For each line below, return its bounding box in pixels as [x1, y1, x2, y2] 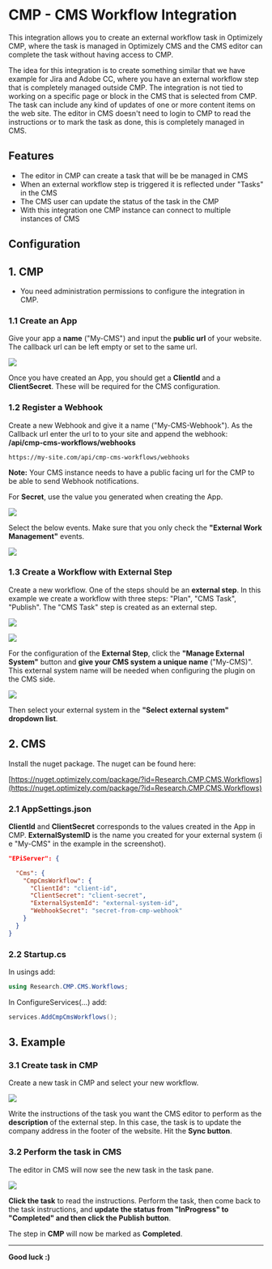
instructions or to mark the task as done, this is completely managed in [8, 117, 244, 126]
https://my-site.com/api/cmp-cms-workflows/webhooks [8, 453, 190, 461]
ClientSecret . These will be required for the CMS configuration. [8, 382, 221, 391]
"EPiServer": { [8, 854, 60, 862]
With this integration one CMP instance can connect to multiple [19, 205, 232, 215]
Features [8, 149, 54, 163]
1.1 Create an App [8, 314, 78, 326]
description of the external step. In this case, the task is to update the [8, 1117, 242, 1127]
